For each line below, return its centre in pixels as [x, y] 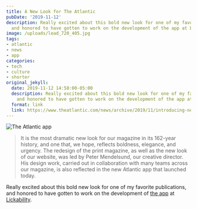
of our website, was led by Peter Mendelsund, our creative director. [102, 157]
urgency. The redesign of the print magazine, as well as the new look [104, 151]
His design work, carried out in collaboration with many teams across [104, 163]
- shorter [18, 77]
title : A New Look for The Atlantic [51, 11]
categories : [21, 61]
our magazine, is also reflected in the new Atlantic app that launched [103, 170]
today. [28, 176]
